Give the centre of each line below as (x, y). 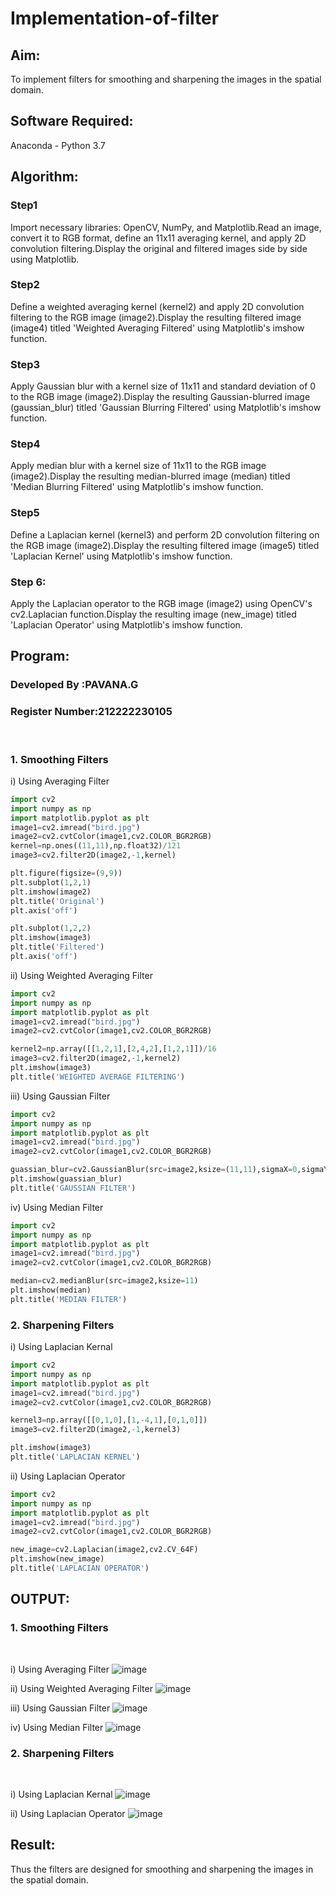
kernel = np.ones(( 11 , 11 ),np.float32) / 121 (96, 846)
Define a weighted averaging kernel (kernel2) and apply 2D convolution (157, 306)
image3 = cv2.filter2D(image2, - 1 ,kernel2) (96, 1058)
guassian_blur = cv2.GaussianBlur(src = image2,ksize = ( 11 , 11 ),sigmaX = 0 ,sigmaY (169, 1170)
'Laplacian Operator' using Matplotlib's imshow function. (126, 624)
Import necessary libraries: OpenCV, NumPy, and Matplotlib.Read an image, (166, 227)
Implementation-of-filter (115, 18)
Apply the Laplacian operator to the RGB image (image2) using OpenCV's (161, 603)
